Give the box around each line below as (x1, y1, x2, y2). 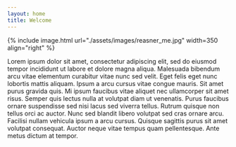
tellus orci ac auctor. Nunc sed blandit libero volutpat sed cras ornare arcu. (7, 109, 224, 118)
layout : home (7, 10, 46, 17)
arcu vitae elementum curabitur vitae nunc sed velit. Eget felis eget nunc (7, 71, 218, 80)
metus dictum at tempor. (7, 131, 79, 140)
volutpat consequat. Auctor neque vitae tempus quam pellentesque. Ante (7, 124, 220, 132)
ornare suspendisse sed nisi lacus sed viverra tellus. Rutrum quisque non (7, 101, 220, 110)
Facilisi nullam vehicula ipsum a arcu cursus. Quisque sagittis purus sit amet (7, 116, 228, 125)
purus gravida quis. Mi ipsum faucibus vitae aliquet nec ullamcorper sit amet (7, 87, 229, 95)
